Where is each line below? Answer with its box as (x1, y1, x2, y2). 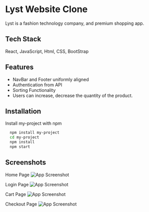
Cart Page (5, 191, 26, 197)
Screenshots (5, 158, 46, 167)
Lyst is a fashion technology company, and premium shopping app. (5, 20, 144, 26)
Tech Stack (5, 35, 41, 43)
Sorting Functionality (12, 87, 56, 93)
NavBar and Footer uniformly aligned (12, 76, 89, 82)
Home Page (5, 172, 30, 178)
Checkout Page (5, 201, 37, 207)
